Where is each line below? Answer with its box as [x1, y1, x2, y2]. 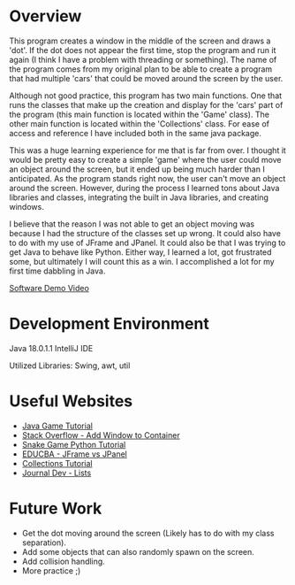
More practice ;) [21, 565, 81, 576]
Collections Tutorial [21, 458, 93, 468]
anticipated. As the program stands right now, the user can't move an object [9, 173, 286, 183]
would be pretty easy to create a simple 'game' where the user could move [9, 154, 282, 165]
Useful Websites [9, 391, 133, 412]
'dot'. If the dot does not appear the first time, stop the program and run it [9, 44, 276, 55]
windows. [9, 201, 44, 212]
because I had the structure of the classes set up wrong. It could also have [9, 227, 281, 238]
